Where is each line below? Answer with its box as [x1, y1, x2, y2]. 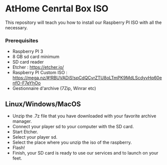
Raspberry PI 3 [12, 48, 43, 55]
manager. [12, 118, 32, 124]
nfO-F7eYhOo [12, 80, 41, 86]
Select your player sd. [12, 134, 58, 140]
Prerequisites [5, 37, 38, 44]
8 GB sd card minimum [12, 54, 60, 60]
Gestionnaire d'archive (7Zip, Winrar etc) [12, 85, 96, 91]
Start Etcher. [12, 129, 38, 135]
